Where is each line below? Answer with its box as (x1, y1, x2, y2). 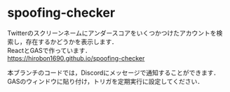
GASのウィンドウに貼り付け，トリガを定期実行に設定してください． (7, 77, 204, 85)
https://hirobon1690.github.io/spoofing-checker (7, 54, 145, 62)
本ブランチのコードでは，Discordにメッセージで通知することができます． (7, 68, 220, 77)
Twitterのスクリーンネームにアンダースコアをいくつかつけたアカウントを (7, 29, 217, 37)
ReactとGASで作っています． (7, 46, 92, 54)
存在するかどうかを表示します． (25, 37, 118, 46)
